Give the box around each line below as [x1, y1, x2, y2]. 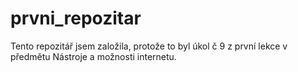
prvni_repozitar [10, 7, 142, 30]
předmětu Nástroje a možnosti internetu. [10, 50, 177, 62]
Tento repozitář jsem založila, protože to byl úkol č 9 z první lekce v [10, 40, 288, 52]
